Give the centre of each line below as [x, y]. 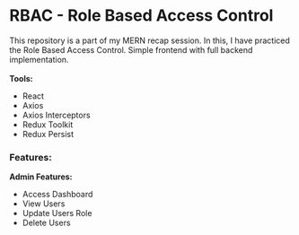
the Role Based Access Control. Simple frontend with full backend [131, 49]
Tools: [21, 78]
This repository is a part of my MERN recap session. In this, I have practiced [149, 40]
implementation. [39, 59]
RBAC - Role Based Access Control [141, 16]
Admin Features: [41, 177]
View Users [44, 204]
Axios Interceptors [57, 115]
